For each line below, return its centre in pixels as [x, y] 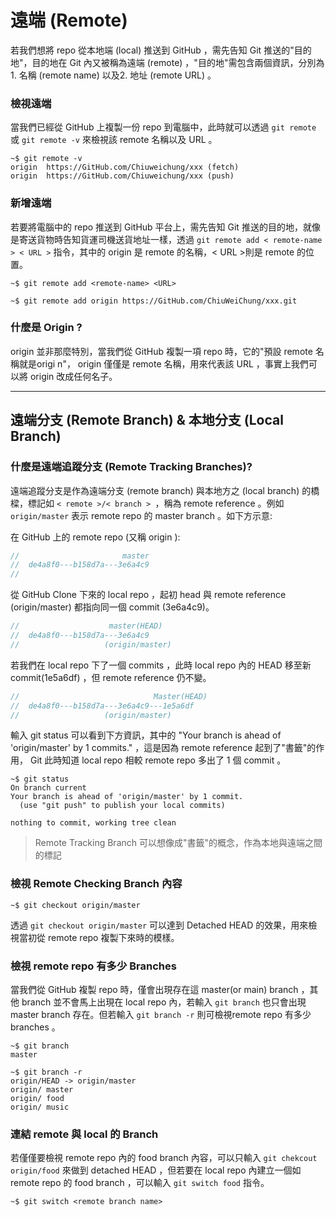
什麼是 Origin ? [46, 328]
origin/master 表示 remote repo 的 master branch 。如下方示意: [141, 515]
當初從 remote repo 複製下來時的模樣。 [99, 937]
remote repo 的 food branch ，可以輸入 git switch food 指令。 [140, 1183]
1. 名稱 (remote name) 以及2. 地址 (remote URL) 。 [113, 75]
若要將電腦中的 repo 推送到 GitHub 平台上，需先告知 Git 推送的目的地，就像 [165, 227]
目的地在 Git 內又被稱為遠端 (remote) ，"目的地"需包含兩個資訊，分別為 [178, 62]
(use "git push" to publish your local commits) [122, 806]
